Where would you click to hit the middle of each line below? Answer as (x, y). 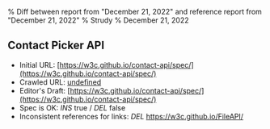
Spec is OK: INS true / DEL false (72, 107)
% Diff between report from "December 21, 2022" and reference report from (135, 12)
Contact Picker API (56, 46)
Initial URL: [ (39, 64)
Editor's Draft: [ (44, 90)
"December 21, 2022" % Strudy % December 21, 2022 (98, 20)
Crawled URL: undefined (60, 82)
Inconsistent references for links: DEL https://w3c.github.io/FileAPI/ (131, 116)
